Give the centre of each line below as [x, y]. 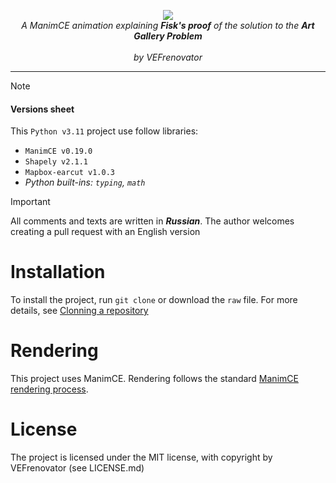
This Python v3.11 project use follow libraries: [104, 131]
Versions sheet [42, 109]
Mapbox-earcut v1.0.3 [69, 173]
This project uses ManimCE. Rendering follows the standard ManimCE [154, 379]
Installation [58, 272]
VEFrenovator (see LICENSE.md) [77, 468]
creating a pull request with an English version [105, 232]
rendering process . [49, 389]
